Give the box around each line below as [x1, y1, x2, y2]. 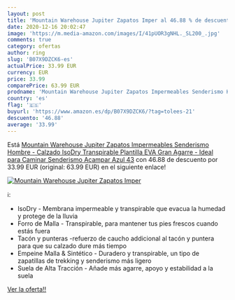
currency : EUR [7, 69, 49, 76]
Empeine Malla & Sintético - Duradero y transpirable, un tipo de [17, 249, 200, 257]
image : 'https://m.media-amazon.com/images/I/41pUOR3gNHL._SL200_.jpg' [7, 29, 220, 37]
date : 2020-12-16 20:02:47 [7, 23, 86, 30]
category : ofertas [7, 43, 61, 50]
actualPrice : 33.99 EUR [7, 62, 77, 69]
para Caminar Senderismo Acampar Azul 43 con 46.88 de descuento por [7, 155, 218, 163]
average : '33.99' [7, 121, 58, 128]
